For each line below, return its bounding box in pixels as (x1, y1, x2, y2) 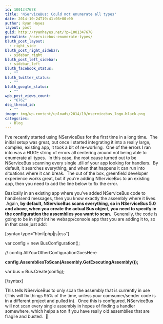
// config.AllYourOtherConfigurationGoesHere (5, 249, 97, 255)
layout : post (5, 25, 32, 30)
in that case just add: (5, 221, 47, 227)
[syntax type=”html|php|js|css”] (5, 230, 70, 237)
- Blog (9, 121, 23, 125)
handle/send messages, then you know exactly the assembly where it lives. (5, 195, 157, 201)
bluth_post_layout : (5, 39, 45, 44)
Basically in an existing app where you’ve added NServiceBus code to (5, 190, 146, 196)
